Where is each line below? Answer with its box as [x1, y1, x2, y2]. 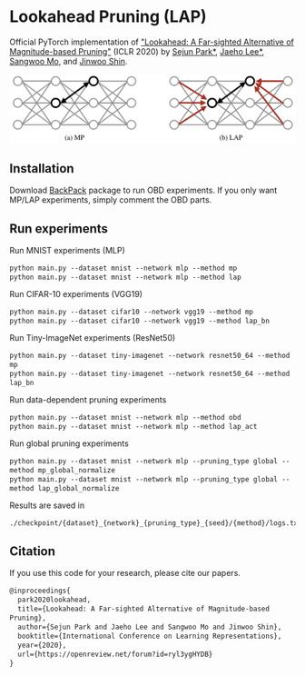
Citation [9, 543, 56, 559]
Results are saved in [9, 500, 84, 511]
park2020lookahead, [17, 595, 92, 604]
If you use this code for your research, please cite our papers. [9, 567, 241, 578]
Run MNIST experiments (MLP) [9, 245, 125, 256]
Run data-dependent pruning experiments [9, 394, 167, 405]
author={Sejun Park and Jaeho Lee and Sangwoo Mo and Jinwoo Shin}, [17, 622, 282, 631]
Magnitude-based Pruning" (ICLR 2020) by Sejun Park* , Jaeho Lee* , [9, 45, 265, 56]
